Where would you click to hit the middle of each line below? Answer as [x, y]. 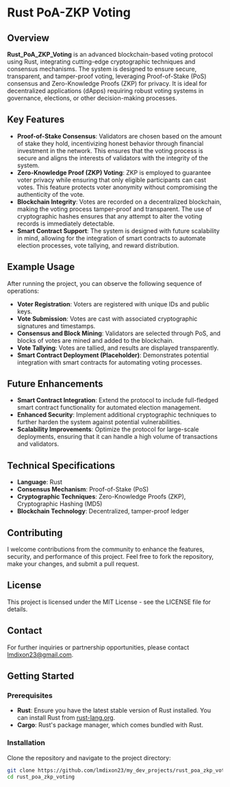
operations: [23, 291]
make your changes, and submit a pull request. [73, 564]
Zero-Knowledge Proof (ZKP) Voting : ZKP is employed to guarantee [114, 172]
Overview [28, 38]
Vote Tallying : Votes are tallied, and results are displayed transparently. [118, 348]
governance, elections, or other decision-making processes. [92, 98]
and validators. [38, 444]
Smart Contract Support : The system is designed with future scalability [118, 230]
